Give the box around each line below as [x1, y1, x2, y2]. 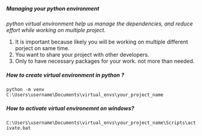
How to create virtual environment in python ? [6, 71, 125, 79]
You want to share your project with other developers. [15, 51, 149, 58]
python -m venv [6, 86, 45, 92]
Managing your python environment [6, 5, 100, 12]
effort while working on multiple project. [6, 26, 106, 33]
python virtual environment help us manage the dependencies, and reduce [6, 20, 194, 27]
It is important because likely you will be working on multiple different [15, 38, 189, 45]
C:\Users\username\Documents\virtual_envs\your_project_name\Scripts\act [6, 120, 197, 126]
